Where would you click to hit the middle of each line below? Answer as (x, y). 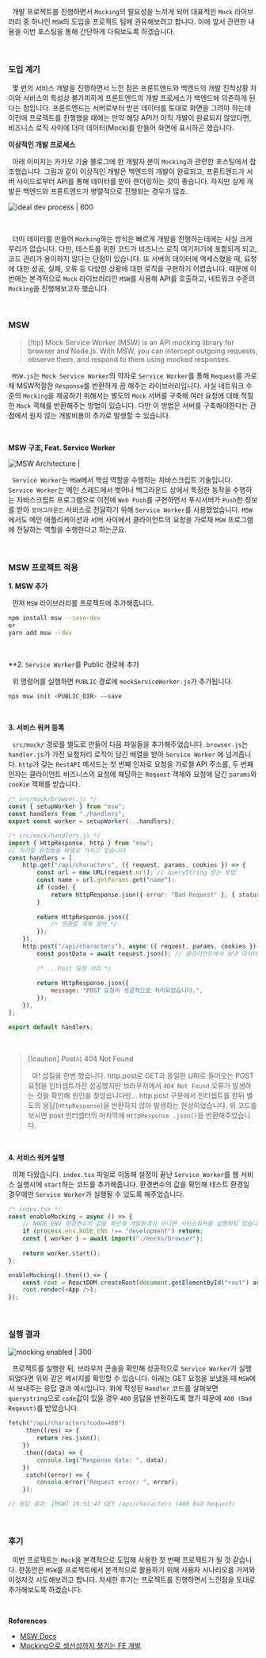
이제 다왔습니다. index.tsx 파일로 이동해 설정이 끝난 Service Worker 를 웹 (125, 1174)
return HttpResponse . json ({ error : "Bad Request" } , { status (155, 894)
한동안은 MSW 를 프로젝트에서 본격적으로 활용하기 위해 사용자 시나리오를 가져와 (137, 1570)
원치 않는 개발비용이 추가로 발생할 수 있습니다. (100, 415)
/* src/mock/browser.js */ (53, 799)
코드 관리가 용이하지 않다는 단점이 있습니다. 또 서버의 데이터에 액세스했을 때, (125, 259)
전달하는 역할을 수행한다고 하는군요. (71, 529)
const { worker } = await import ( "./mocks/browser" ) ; (113, 1239)
